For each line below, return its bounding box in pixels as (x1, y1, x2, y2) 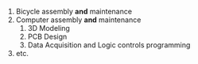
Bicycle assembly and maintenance (15, 7, 133, 16)
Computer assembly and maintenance (15, 15, 142, 24)
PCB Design (27, 32, 68, 41)
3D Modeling (27, 24, 70, 32)
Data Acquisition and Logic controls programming (27, 40, 191, 50)
